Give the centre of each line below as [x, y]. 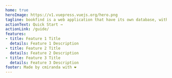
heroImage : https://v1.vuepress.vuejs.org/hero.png [61, 15]
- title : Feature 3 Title [33, 58]
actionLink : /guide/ [27, 29]
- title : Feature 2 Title [33, 48]
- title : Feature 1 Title [33, 39]
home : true [17, 10]
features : [16, 34]
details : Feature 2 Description [45, 53]
